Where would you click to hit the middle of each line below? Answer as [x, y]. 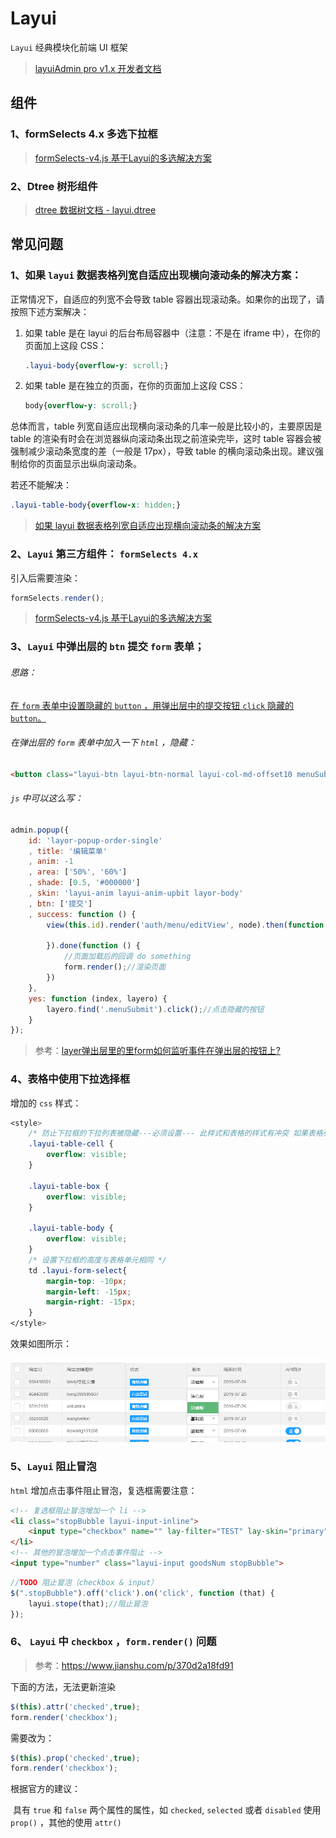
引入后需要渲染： [45, 578]
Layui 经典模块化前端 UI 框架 [69, 47]
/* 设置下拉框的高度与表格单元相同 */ [97, 1260]
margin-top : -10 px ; [87, 1281]
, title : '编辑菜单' [68, 851]
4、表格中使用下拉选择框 [70, 1079]
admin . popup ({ [40, 830]
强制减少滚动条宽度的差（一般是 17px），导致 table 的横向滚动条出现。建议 [162, 451]
